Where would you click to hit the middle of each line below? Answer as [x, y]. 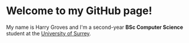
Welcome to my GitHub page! [79, 11]
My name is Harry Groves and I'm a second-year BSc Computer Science [95, 27]
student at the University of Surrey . [49, 33]
